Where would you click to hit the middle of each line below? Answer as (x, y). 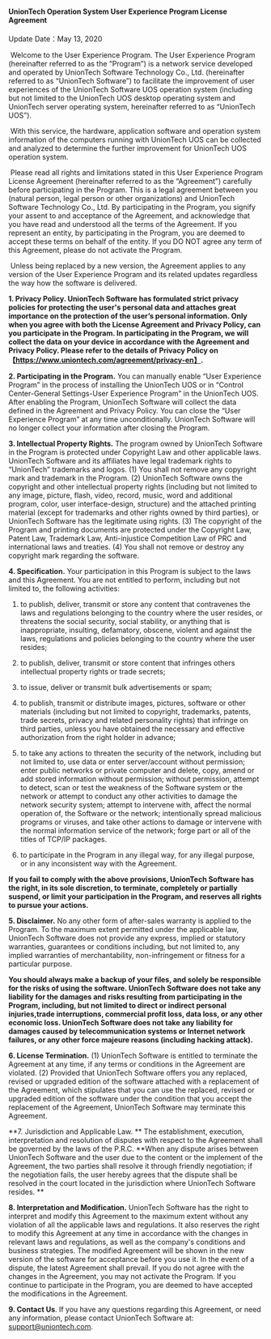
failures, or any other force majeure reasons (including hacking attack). (131, 1040)
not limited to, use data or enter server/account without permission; (132, 762)
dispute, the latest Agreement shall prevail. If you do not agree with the (127, 1268)
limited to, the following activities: (64, 588)
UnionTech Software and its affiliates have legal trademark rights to (120, 461)
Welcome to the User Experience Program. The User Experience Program (133, 55)
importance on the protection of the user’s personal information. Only (128, 316)
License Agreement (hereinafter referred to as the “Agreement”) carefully (130, 182)
